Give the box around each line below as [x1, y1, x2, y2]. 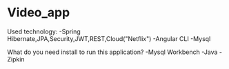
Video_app [7, 5, 70, 20]
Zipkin [7, 55, 26, 63]
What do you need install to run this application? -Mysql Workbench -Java [7, 48, 218, 56]
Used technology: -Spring [7, 27, 81, 36]
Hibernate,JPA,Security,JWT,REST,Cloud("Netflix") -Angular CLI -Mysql [7, 34, 211, 42]
